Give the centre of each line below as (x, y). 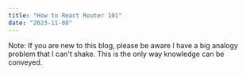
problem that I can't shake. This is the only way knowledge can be (116, 54)
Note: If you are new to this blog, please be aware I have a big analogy (123, 45)
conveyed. (25, 62)
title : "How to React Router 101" (65, 15)
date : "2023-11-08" (40, 23)
